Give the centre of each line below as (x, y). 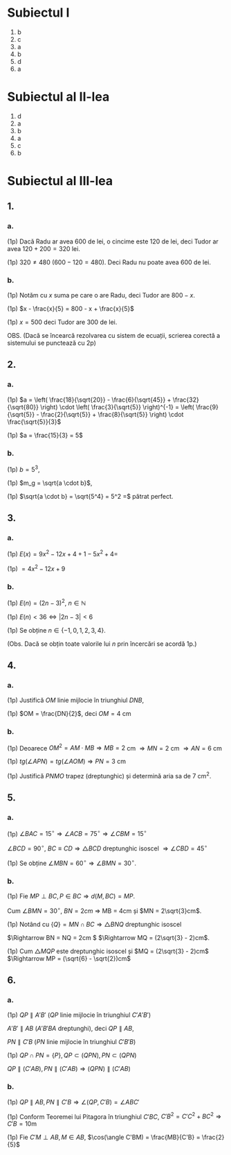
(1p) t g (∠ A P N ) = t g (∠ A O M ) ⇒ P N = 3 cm (67, 762)
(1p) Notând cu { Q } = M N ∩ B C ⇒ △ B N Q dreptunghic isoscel (94, 924)
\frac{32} (186, 400)
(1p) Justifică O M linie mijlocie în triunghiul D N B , (76, 700)
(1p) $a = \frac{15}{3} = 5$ (45, 435)
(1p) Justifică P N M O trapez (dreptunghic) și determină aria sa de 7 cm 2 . (109, 775)
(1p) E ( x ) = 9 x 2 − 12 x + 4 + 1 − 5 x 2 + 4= (63, 554)
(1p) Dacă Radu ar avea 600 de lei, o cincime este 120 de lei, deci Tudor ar (113, 241)
